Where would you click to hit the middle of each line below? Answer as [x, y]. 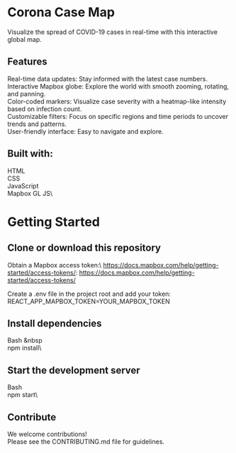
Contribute [32, 417]
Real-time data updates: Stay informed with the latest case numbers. [107, 79]
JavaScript [23, 185]
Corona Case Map [61, 12]
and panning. [27, 93]
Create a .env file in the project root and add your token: [89, 294]
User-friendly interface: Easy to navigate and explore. [86, 131]
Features [27, 62]
